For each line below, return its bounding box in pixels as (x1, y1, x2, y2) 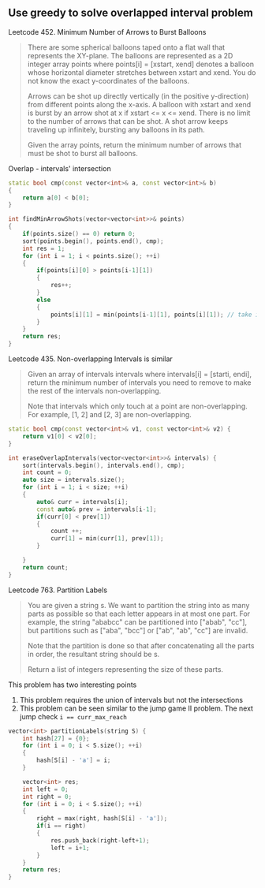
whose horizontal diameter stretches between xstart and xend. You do (27, 67, 256, 77)
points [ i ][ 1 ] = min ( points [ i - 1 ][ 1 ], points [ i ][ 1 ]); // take (50, 311, 252, 319)
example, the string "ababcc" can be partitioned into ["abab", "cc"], (27, 617, 247, 626)
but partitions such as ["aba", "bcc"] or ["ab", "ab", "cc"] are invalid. (27, 625, 248, 635)
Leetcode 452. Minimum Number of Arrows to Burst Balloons (8, 27, 207, 36)
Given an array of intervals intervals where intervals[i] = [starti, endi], (27, 370, 252, 379)
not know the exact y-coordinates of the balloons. (27, 76, 190, 85)
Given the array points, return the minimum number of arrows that (27, 140, 242, 149)
